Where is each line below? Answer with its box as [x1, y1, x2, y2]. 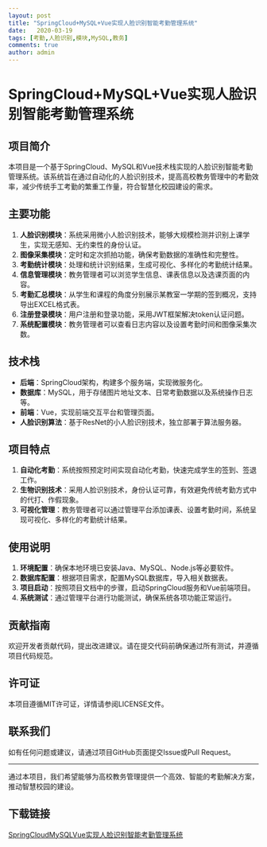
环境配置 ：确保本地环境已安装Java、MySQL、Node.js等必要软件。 [19, 563, 238, 573]
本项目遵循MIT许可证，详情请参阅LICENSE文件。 [8, 699, 168, 709]
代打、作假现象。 [26, 495, 83, 505]
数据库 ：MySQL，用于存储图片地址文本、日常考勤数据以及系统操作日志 [19, 387, 253, 397]
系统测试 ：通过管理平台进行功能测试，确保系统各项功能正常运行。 [19, 593, 236, 603]
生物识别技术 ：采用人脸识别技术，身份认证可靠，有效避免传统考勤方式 [19, 485, 250, 495]
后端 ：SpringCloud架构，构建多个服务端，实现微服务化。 [19, 377, 207, 387]
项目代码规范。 [8, 651, 57, 661]
